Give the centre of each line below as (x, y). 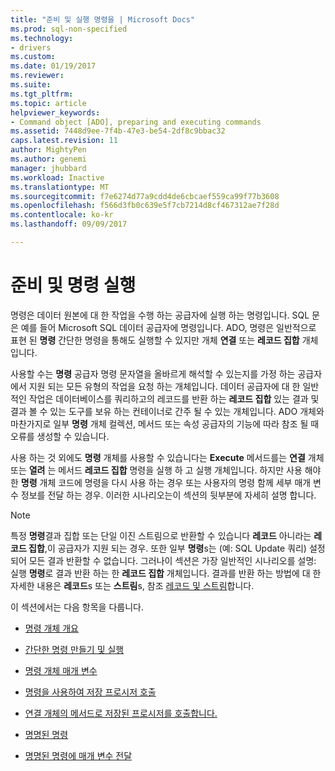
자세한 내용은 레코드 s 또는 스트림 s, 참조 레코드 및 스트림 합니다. (132, 585)
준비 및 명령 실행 (73, 285)
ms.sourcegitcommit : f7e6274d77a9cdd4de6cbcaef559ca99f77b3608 (145, 196)
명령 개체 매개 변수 (61, 670)
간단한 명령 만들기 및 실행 (74, 649)
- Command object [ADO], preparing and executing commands (136, 122)
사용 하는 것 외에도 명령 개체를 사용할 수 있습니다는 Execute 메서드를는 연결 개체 (167, 457)
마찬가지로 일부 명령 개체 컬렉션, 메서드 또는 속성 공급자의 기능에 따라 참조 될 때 (165, 423)
